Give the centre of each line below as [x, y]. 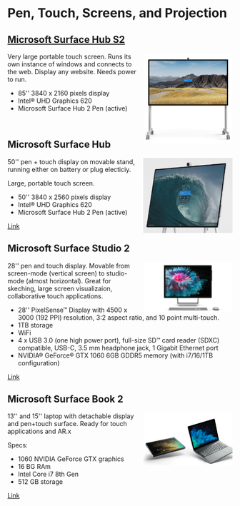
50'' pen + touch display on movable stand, [71, 161]
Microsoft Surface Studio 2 [69, 249]
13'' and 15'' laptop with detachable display [71, 416]
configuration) [39, 363]
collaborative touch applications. [55, 296]
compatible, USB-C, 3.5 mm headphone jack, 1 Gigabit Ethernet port [118, 348]
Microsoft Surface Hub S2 [66, 40]
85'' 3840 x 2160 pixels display [64, 93]
